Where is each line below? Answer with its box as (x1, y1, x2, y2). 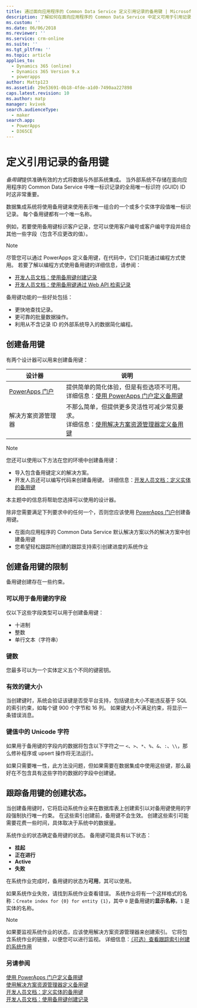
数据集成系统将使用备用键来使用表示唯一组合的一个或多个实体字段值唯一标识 (6, 203, 191, 210)
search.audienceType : (6, 107, 59, 113)
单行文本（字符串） (14, 636, 62, 643)
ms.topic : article (6, 52, 51, 58)
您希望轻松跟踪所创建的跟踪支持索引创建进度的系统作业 (14, 543, 148, 550)
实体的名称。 (6, 905, 37, 912)
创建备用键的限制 (6, 562, 68, 572)
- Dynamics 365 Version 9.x (11, 69, 80, 74)
